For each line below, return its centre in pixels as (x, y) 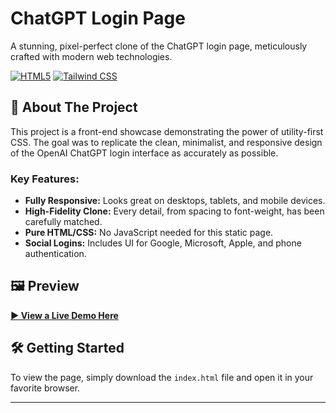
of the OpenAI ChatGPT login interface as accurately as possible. (144, 153)
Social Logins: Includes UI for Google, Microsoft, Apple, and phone (163, 243)
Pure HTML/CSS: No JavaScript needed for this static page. (149, 233)
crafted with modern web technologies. (91, 56)
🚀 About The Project (74, 107)
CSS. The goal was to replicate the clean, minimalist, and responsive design (166, 142)
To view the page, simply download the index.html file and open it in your (162, 377)
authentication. (55, 254)
